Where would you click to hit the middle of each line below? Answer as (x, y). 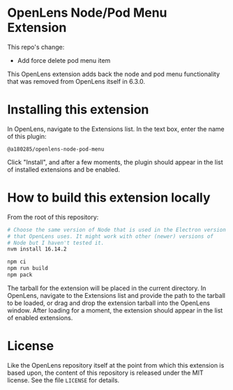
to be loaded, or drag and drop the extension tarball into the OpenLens (109, 303)
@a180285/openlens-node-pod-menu (56, 149)
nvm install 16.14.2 (37, 249)
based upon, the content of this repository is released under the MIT (105, 373)
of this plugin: (27, 136)
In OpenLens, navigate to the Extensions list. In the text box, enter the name (116, 129)
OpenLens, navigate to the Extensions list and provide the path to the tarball (116, 295)
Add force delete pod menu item (64, 60)
